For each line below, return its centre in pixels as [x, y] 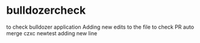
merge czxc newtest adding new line [52, 33]
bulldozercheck [46, 10]
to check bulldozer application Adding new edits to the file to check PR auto [100, 27]
